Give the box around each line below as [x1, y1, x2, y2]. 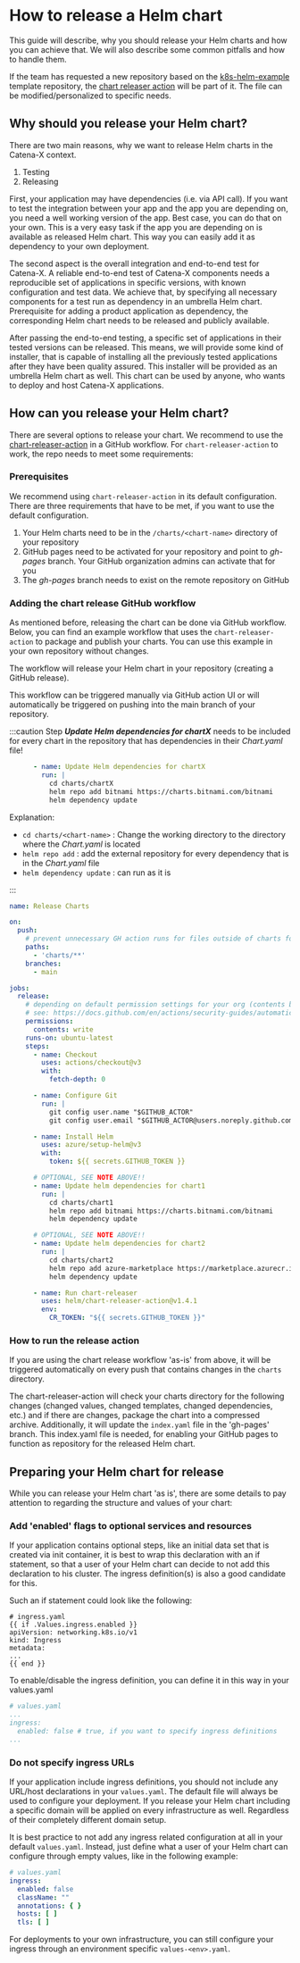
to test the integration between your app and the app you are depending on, [9, 203, 288, 213]
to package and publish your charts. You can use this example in [35, 636, 273, 647]
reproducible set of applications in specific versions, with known [9, 277, 246, 288]
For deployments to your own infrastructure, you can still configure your [9, 1934, 274, 1945]
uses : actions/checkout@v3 [41, 1058, 142, 1067]
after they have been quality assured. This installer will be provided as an [9, 361, 279, 372]
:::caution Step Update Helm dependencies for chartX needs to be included [9, 726, 291, 737]
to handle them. [9, 54, 67, 64]
